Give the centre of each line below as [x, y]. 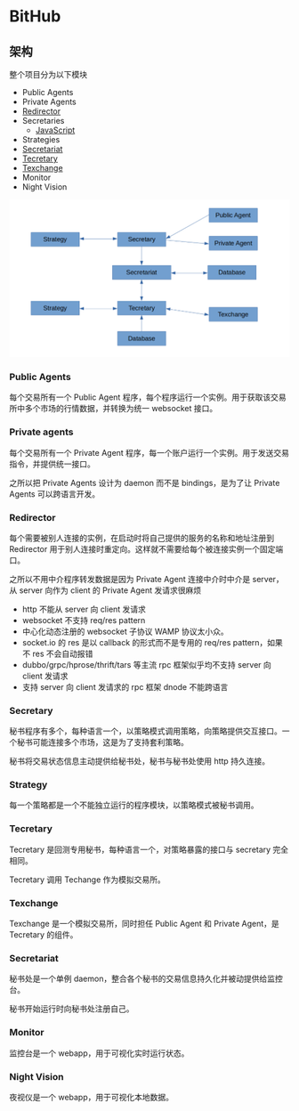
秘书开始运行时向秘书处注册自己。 [72, 1009]
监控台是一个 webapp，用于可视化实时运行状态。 [99, 1053]
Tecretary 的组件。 [44, 935]
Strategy [28, 785]
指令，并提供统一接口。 [52, 464]
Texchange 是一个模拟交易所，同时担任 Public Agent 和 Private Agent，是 [144, 924]
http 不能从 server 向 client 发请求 [84, 609]
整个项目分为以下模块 [48, 74]
